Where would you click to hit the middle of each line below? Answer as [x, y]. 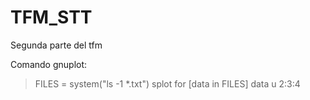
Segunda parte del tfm [56, 45]
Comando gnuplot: [49, 64]
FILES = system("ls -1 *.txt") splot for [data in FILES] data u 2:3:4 [167, 83]
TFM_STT [51, 17]
